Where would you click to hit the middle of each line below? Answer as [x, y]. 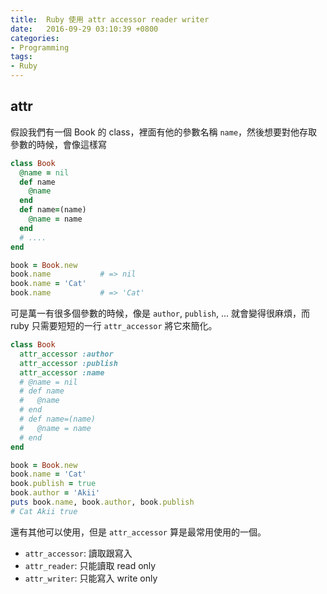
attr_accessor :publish [68, 363]
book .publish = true [53, 484]
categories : [35, 38]
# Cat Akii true [44, 511]
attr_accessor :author [66, 354]
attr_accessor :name [62, 372]
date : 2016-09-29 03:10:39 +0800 [84, 29]
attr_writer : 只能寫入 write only [91, 578]
